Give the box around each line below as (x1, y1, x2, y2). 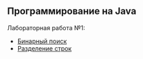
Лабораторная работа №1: (7, 23, 85, 32)
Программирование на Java (7, 5, 137, 17)
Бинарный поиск (17, 37, 67, 45)
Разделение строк (17, 44, 72, 52)
